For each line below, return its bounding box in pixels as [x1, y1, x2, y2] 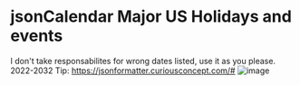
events [10, 25, 63, 46]
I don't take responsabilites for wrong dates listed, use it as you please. [10, 55, 276, 66]
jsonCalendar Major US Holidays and [10, 6, 293, 27]
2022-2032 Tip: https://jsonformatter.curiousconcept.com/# [10, 65, 236, 76]
